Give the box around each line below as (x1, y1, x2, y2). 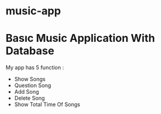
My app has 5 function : (5, 64, 64, 71)
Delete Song (14, 94, 45, 102)
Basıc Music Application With (5, 32, 155, 45)
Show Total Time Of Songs (14, 101, 81, 108)
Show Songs (14, 76, 46, 83)
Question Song (14, 82, 51, 89)
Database (5, 44, 54, 58)
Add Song (14, 88, 40, 95)
